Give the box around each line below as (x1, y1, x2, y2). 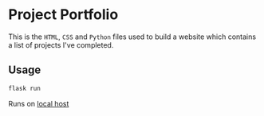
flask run (8, 84, 41, 92)
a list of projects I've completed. (8, 40, 114, 49)
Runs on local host (8, 99, 69, 108)
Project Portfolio (8, 6, 119, 24)
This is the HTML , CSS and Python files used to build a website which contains (8, 32, 257, 41)
